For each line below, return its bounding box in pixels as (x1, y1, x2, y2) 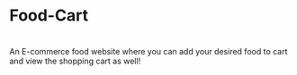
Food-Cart (9, 5, 88, 26)
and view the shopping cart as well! (9, 55, 141, 67)
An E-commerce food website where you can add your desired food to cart (9, 46, 288, 57)
